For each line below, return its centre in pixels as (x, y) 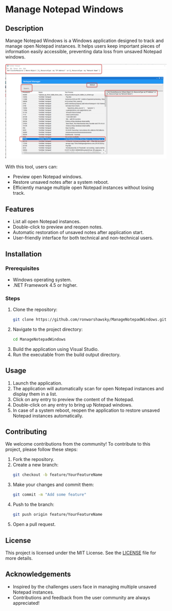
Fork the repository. (34, 459)
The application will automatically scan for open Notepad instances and (88, 388)
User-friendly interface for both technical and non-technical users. (83, 238)
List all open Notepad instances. (47, 222)
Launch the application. (37, 383)
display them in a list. (35, 394)
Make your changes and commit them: (53, 484)
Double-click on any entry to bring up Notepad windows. (73, 405)
